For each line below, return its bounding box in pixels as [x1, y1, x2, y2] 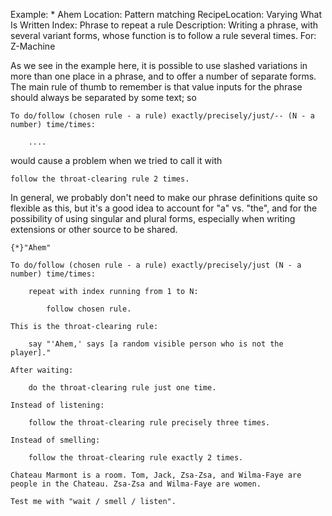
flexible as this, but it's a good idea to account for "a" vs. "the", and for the [10, 202, 318, 214]
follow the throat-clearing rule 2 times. [10, 174, 190, 184]
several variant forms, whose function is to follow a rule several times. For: [10, 30, 317, 41]
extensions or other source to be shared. [10, 224, 178, 235]
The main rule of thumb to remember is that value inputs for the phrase [10, 81, 303, 93]
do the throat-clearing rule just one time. [28, 383, 217, 393]
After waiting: [10, 365, 74, 375]
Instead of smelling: [10, 435, 101, 445]
